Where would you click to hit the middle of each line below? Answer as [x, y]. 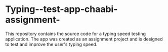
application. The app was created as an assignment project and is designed [84, 39]
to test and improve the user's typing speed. [51, 44]
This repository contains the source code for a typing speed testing [75, 33]
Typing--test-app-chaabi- [61, 9]
